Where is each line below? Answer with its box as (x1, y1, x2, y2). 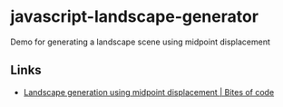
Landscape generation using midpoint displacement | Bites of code (23, 86, 275, 97)
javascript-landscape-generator (10, 6, 259, 27)
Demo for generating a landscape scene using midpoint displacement (10, 36, 271, 47)
